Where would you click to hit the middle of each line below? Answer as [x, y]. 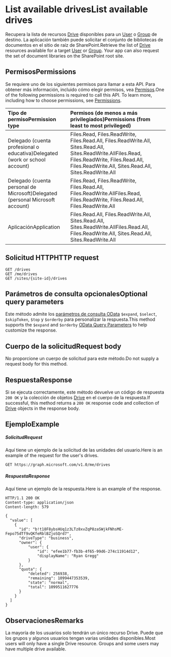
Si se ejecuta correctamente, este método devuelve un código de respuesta [85, 392]
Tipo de [17, 113]
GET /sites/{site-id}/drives [36, 278]
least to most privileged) [101, 126]
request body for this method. [36, 364]
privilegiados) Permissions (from [110, 119]
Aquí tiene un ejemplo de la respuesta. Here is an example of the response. [83, 489]
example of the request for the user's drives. [52, 456]
